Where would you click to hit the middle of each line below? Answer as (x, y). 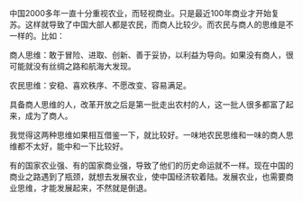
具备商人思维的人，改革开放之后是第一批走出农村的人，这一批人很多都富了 (147, 105)
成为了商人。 (49, 116)
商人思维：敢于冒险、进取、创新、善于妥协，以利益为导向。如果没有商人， (147, 55)
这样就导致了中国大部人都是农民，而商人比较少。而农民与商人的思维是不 (159, 24)
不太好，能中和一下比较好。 (76, 146)
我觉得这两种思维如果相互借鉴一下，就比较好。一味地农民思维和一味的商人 (147, 135)
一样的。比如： (37, 36)
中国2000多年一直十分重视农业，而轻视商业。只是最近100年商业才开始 (141, 13)
